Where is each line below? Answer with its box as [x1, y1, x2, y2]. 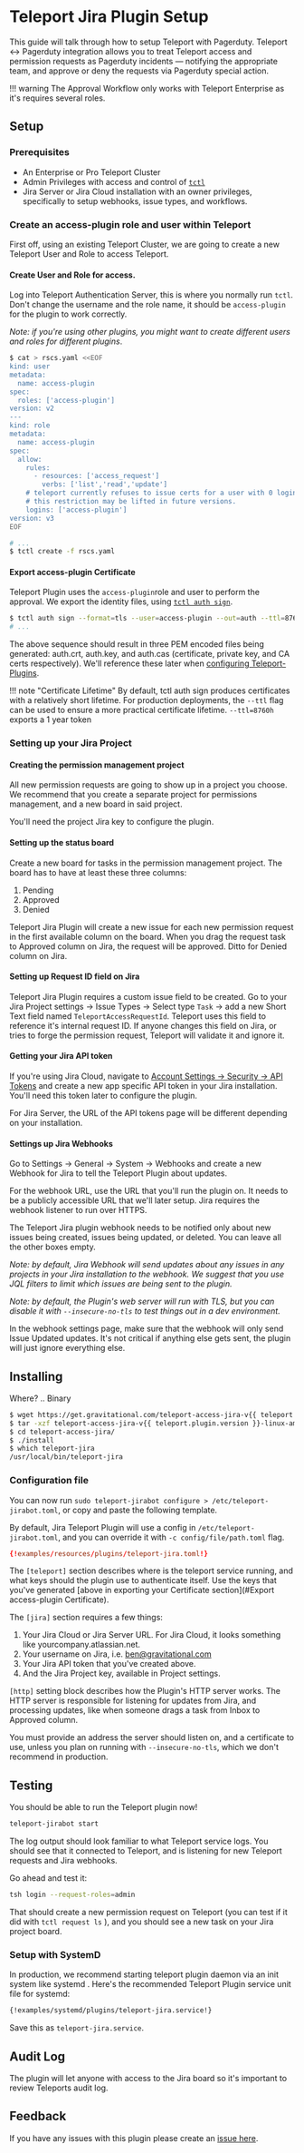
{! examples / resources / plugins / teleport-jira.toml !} [9, 1549, 208, 1558]
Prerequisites [9, 146, 70, 159]
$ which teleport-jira [9, 1444, 95, 1453]
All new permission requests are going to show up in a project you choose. [9, 779, 288, 790]
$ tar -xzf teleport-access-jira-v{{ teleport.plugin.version [9, 1418, 249, 1428]
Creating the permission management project [9, 759, 185, 770]
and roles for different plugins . [9, 336, 123, 347]
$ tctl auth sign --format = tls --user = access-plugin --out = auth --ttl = [9, 614, 285, 623]
